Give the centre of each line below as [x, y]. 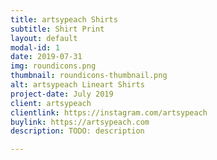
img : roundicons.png [53, 66]
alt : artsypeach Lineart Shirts [77, 85]
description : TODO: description [77, 131]
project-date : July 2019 [62, 94]
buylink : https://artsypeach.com [80, 122]
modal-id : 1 [35, 47]
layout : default [44, 38]
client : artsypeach [51, 103]
